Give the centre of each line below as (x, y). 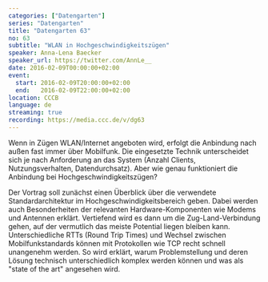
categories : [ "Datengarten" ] (57, 16)
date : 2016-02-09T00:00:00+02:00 (64, 68)
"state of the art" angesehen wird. (64, 268)
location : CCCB (34, 98)
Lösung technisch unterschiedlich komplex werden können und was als (126, 260)
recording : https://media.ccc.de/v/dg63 (77, 120)
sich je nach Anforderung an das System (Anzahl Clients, (102, 159)
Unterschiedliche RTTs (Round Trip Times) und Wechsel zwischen (117, 235)
